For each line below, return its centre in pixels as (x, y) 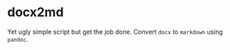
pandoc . (18, 39)
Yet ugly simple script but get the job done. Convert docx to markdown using (115, 32)
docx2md (36, 12)
